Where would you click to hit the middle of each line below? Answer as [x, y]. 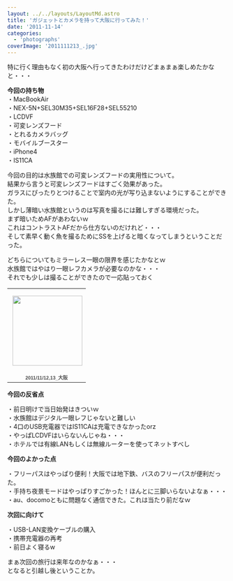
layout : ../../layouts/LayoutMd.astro [63, 14]
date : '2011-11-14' [36, 27]
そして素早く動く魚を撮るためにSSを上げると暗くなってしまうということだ [115, 236]
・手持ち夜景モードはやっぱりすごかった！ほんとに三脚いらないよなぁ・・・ [117, 491]
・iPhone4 [22, 152]
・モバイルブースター [38, 143]
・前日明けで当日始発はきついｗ [53, 409]
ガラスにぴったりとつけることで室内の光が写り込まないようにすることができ [117, 192]
